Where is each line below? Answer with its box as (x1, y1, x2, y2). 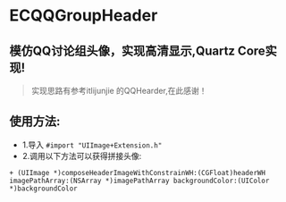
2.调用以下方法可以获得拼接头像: (21, 150, 142, 161)
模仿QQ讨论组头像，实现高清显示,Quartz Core (9, 43, 265, 58)
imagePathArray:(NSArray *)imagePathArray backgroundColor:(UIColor (9, 176, 270, 185)
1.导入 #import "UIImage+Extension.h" (21, 139, 163, 150)
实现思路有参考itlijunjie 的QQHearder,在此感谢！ (30, 86, 207, 96)
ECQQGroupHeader (9, 5, 158, 26)
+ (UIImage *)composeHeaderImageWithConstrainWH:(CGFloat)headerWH (9, 168, 266, 177)
